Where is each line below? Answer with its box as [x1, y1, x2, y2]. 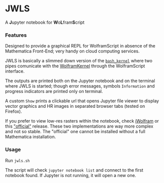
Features [5, 32, 27, 39]
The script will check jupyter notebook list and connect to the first [5, 167, 144, 173]
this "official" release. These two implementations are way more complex [5, 123, 154, 129]
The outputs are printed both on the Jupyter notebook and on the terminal [5, 78, 155, 84]
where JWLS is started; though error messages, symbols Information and [5, 83, 155, 89]
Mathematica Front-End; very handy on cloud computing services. [5, 48, 140, 54]
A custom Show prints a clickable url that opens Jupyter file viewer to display [5, 98, 159, 104]
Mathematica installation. [5, 134, 56, 140]
